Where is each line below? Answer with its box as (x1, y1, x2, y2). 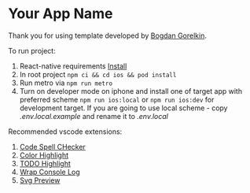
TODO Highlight (19, 158, 71, 168)
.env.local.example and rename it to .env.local (19, 111, 169, 121)
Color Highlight (19, 150, 69, 160)
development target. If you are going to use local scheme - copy (19, 103, 228, 113)
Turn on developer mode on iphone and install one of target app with (19, 86, 242, 95)
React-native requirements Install (19, 61, 127, 71)
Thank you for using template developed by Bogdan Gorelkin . (8, 31, 207, 40)
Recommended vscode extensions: (8, 127, 123, 136)
